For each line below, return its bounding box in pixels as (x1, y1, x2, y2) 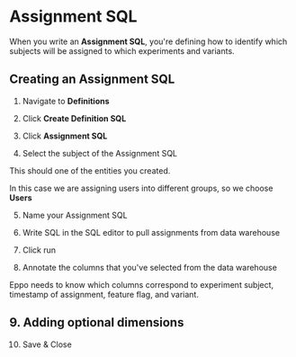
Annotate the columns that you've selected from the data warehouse (22, 262, 277, 272)
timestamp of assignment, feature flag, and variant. (9, 289, 200, 299)
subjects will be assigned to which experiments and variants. (9, 45, 236, 56)
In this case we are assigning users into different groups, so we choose (9, 183, 274, 193)
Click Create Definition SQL (22, 112, 127, 123)
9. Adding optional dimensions (9, 315, 184, 330)
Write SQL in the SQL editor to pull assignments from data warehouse (22, 227, 281, 237)
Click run (22, 245, 57, 255)
